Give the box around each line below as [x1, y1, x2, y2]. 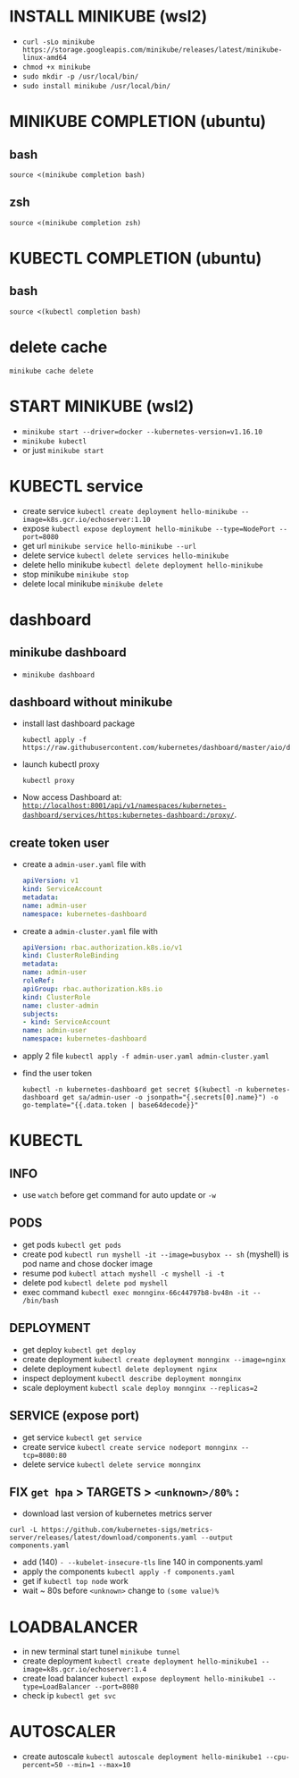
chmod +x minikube [21, 63, 91, 72]
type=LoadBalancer [21, 1682, 91, 1691]
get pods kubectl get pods [21, 1239, 122, 1250]
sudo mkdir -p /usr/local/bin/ [21, 72, 139, 81]
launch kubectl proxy [21, 759, 100, 770]
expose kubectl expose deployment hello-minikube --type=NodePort [21, 523, 276, 534]
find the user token [21, 1068, 92, 1079]
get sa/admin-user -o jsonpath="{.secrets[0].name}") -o [62, 1093, 278, 1102]
